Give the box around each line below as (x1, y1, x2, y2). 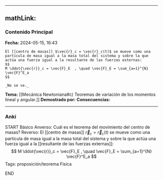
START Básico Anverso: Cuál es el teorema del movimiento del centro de (5, 124, 150, 130)
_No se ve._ (5, 83, 29, 88)
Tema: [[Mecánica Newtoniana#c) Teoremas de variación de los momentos (5, 91, 156, 97)
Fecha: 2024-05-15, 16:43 (5, 40, 58, 45)
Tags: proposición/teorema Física (5, 161, 72, 167)
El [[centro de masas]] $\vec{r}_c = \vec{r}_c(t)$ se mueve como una (5, 49, 151, 54)
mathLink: (5, 14, 36, 22)
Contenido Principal (5, 29, 53, 35)
